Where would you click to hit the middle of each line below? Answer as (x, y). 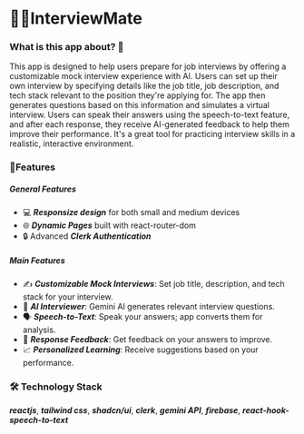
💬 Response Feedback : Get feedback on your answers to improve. (147, 340)
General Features (43, 189)
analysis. (39, 330)
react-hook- (265, 410)
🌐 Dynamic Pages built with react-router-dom (109, 225)
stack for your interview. (68, 297)
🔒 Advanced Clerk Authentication (87, 236)
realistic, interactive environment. (72, 143)
